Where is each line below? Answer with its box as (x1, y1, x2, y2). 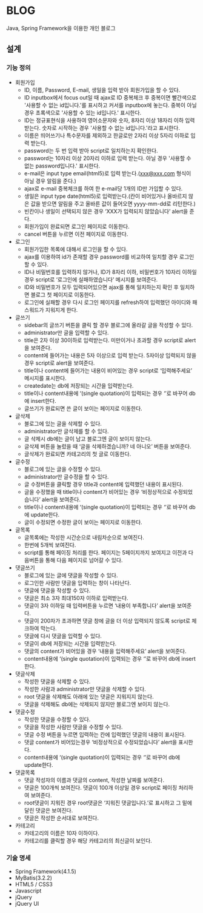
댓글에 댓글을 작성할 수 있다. (24, 587, 91, 594)
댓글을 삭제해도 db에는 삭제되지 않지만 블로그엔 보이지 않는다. (24, 700, 170, 707)
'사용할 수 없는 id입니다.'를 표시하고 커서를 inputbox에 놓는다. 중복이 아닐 (24, 101, 197, 109)
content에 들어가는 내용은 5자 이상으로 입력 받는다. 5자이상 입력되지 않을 (24, 351, 197, 359)
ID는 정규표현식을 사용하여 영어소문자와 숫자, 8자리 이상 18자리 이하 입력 (24, 116, 195, 124)
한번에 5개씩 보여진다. (24, 541, 76, 548)
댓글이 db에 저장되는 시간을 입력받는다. (24, 639, 117, 647)
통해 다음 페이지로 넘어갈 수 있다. (45, 556, 123, 564)
